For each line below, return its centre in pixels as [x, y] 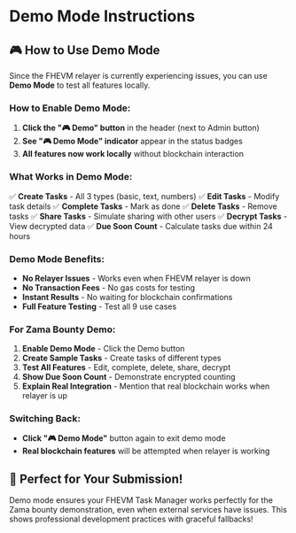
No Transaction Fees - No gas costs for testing [109, 287]
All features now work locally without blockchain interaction [133, 154]
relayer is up [45, 396]
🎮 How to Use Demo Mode [85, 50]
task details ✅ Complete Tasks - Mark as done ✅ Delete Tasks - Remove [143, 206]
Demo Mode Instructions [102, 16]
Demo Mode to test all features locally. [80, 85]
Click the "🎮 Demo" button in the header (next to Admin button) [140, 128]
